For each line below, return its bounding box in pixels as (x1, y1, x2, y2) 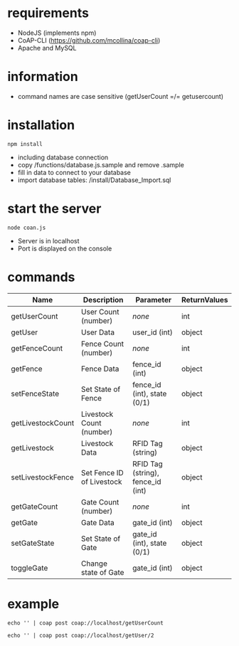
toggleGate (11, 563, 48, 573)
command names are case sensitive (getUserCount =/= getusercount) (17, 92, 224, 100)
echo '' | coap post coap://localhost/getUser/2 (7, 632, 154, 639)
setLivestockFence (11, 472, 75, 482)
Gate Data (80, 517, 115, 527)
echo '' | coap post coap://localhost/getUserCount (7, 619, 164, 627)
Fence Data (80, 364, 119, 374)
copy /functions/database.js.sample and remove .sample (17, 160, 185, 169)
